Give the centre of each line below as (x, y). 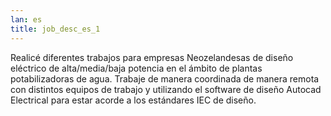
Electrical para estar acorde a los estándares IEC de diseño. (133, 100)
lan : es (26, 19)
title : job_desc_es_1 (55, 29)
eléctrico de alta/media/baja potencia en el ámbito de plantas (136, 68)
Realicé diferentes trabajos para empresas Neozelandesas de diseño (152, 57)
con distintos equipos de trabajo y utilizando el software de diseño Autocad (166, 89)
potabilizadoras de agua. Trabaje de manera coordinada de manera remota (165, 78)
